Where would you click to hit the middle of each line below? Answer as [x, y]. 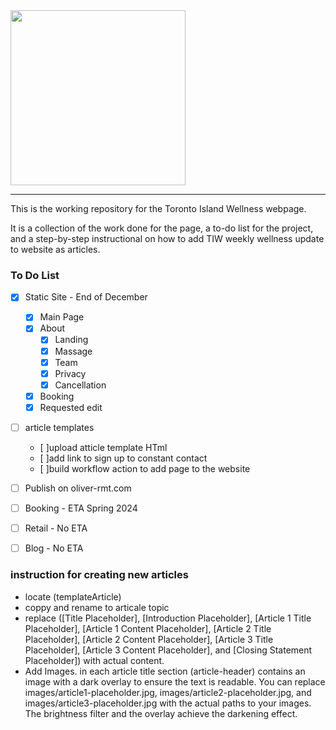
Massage [73, 351]
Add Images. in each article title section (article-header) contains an [165, 671]
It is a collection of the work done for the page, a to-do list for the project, [162, 228]
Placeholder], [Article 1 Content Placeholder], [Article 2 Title [148, 628]
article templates [59, 427]
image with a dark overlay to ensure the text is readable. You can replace [175, 681]
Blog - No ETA [54, 548]
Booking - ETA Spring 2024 [81, 508]
